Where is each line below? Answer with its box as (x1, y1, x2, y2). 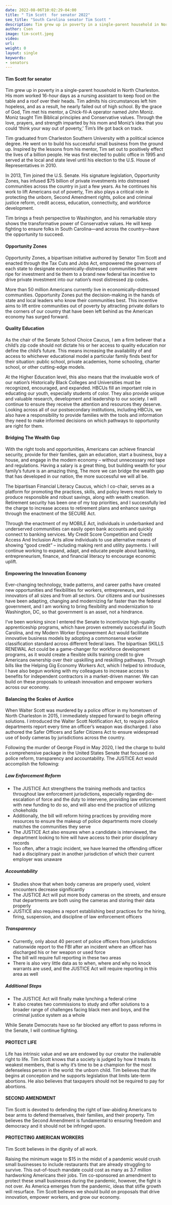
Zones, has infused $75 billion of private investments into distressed (5, 178, 149, 184)
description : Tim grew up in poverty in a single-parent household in (5, 22, 159, 27)
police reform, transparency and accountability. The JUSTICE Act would (5, 755, 157, 761)
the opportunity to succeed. (5, 231, 64, 237)
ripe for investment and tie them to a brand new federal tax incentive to (5, 271, 155, 277)
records (12, 840, 30, 846)
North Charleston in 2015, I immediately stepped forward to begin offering (5, 713, 161, 719)
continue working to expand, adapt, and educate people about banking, (5, 548, 157, 554)
